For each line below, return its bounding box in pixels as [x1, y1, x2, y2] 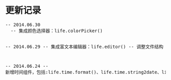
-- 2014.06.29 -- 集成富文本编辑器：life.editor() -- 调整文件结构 [5, 44, 164, 49]
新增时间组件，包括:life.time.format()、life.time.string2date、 [5, 69, 162, 75]
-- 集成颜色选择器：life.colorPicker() [10, 28, 103, 34]
